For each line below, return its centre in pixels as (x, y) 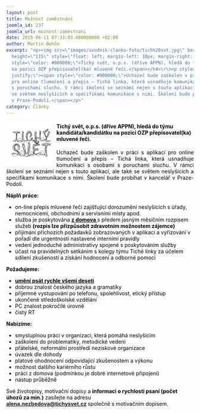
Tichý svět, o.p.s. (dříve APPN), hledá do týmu (115, 126)
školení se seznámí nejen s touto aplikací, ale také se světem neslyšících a (100, 171)
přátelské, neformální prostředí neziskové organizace (80, 348)
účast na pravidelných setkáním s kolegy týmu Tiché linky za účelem (99, 251)
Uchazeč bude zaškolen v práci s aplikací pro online (125, 152)
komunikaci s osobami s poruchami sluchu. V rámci (125, 165)
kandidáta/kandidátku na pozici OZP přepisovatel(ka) (124, 133)
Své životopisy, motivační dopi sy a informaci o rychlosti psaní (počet (92, 391)
